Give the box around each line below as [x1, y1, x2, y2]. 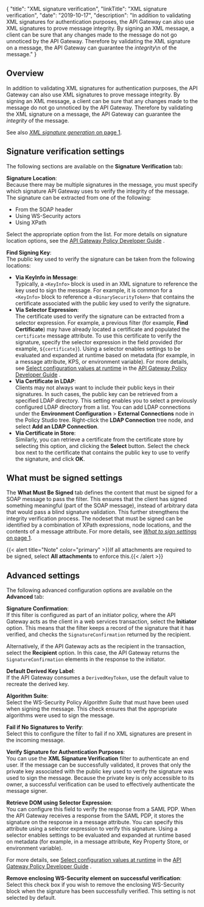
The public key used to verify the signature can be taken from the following [6, 255, 195, 262]
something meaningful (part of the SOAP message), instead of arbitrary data [6, 502, 198, 509]
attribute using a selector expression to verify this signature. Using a [6, 825, 178, 833]
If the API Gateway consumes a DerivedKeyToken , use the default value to [6, 674, 189, 681]
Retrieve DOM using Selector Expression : [6, 799, 113, 806]
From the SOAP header [15, 206, 73, 213]
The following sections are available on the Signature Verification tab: [6, 162, 183, 170]
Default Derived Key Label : [6, 668, 76, 675]
